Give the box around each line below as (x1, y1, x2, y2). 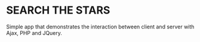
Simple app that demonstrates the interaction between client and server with (6, 23, 195, 30)
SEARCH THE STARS (6, 4, 110, 17)
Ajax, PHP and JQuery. (6, 29, 63, 36)
